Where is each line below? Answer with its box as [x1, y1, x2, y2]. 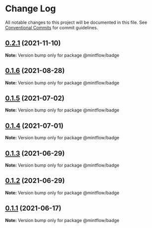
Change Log [5, 3, 56, 14]
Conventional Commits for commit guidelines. [5, 24, 98, 30]
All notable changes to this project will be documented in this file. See [5, 19, 148, 25]
